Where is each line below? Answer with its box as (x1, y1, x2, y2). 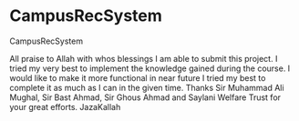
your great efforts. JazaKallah (9, 101, 121, 112)
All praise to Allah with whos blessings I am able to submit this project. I (9, 53, 278, 64)
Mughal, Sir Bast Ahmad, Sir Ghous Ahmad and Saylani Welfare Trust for (9, 92, 281, 103)
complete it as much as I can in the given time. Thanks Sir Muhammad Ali (9, 82, 284, 93)
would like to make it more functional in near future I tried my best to (9, 72, 266, 83)
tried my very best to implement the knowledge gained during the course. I (9, 63, 291, 74)
